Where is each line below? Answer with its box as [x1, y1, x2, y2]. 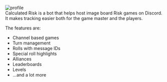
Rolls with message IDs [12, 45, 61, 51]
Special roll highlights [12, 50, 57, 56]
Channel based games [12, 35, 59, 40]
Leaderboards [12, 61, 42, 67]
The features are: [5, 25, 41, 31]
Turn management [12, 40, 51, 46]
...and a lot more [12, 72, 47, 77]
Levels [12, 66, 27, 72]
